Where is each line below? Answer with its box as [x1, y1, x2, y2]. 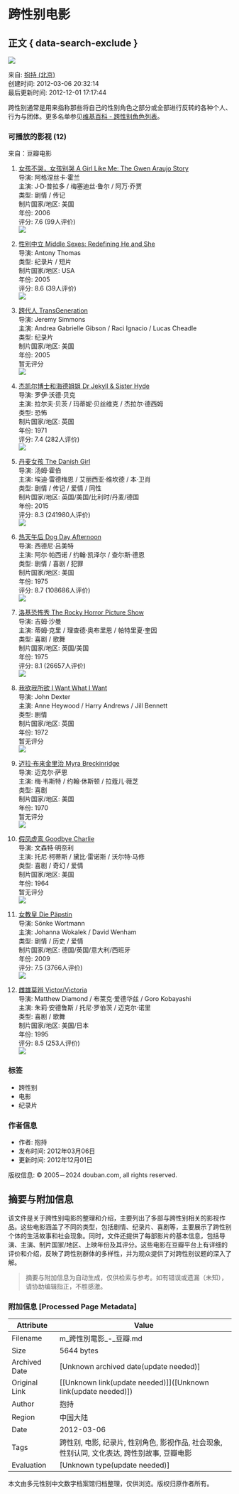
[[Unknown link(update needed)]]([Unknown [60, 1377, 210, 1387]
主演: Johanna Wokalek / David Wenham [18, 928, 137, 936]
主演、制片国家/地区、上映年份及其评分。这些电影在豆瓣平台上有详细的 [20, 1240, 228, 1249]
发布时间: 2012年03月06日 [18, 1147, 96, 1155]
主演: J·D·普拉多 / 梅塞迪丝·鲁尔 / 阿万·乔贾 [18, 182, 143, 190]
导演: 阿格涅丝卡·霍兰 [18, 173, 80, 182]
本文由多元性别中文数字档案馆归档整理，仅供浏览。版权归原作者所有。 [8, 1479, 213, 1488]
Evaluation [11, 1461, 47, 1470]
